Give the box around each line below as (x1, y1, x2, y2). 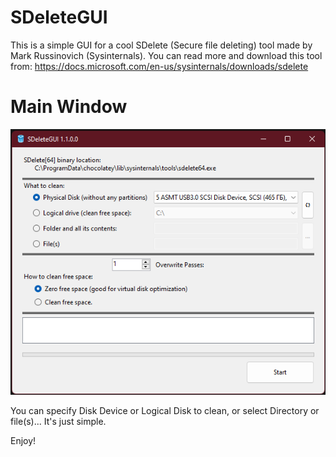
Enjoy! (10, 435, 37, 447)
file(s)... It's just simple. (10, 416, 107, 428)
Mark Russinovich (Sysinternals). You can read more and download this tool (10, 49, 323, 61)
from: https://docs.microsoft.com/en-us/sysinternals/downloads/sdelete (10, 60, 309, 72)
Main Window (10, 96, 128, 118)
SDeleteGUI (10, 6, 108, 29)
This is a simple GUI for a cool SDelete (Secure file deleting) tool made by (10, 39, 313, 51)
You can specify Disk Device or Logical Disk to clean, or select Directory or (10, 405, 320, 417)
